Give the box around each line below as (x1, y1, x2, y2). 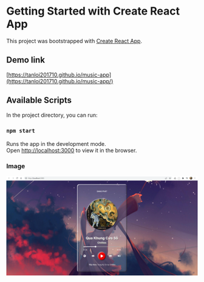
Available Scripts (6, 95, 72, 106)
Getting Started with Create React (6, 4, 180, 18)
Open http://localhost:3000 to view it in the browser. (6, 146, 137, 154)
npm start (6, 128, 35, 134)
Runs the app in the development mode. (6, 140, 106, 147)
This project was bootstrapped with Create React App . (6, 37, 143, 44)
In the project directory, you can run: (6, 111, 98, 119)
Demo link (6, 55, 46, 65)
